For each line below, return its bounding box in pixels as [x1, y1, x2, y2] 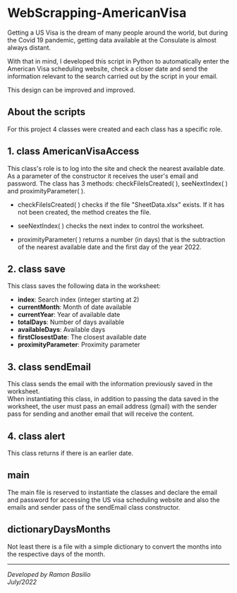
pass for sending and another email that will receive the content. [7, 409, 195, 418]
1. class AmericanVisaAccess [7, 145, 140, 157]
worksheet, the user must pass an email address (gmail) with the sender [7, 402, 217, 411]
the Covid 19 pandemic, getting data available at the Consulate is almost [7, 35, 217, 44]
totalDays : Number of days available [17, 318, 125, 326]
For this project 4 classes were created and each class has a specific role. [7, 125, 223, 133]
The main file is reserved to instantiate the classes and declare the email [7, 488, 217, 496]
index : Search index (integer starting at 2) [17, 295, 140, 304]
